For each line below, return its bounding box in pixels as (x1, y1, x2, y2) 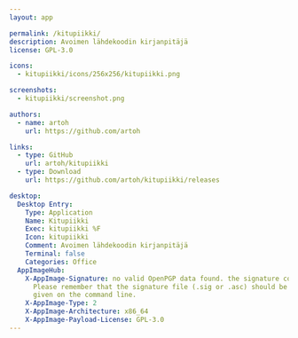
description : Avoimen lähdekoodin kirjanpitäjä (9, 37, 189, 46)
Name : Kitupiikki (25, 216, 90, 225)
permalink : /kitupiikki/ (9, 28, 101, 38)
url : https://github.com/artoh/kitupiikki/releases (25, 176, 220, 185)
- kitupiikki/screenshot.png (17, 94, 125, 103)
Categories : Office (25, 257, 98, 266)
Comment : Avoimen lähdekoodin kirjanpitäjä (25, 241, 189, 250)
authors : (9, 110, 42, 119)
